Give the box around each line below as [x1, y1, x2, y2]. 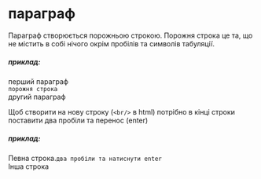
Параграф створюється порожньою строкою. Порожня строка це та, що [8, 31, 253, 40]
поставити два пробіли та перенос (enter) [8, 115, 149, 125]
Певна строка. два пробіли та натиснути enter [8, 153, 163, 163]
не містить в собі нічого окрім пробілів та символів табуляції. [8, 38, 215, 48]
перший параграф [8, 76, 69, 86]
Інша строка [8, 162, 50, 171]
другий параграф [8, 92, 66, 101]
